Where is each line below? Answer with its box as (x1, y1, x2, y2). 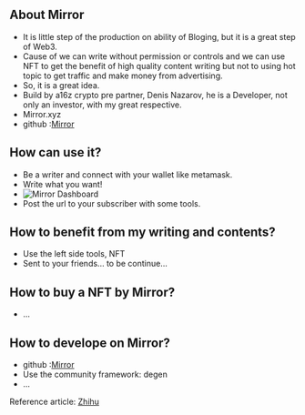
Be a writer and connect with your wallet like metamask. (22, 168, 233, 180)
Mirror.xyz (22, 108, 62, 119)
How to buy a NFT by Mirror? (9, 284, 176, 299)
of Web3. (22, 41, 57, 52)
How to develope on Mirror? (9, 335, 170, 350)
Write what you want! (22, 178, 103, 189)
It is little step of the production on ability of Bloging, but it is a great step (22, 31, 296, 42)
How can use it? (9, 145, 102, 160)
